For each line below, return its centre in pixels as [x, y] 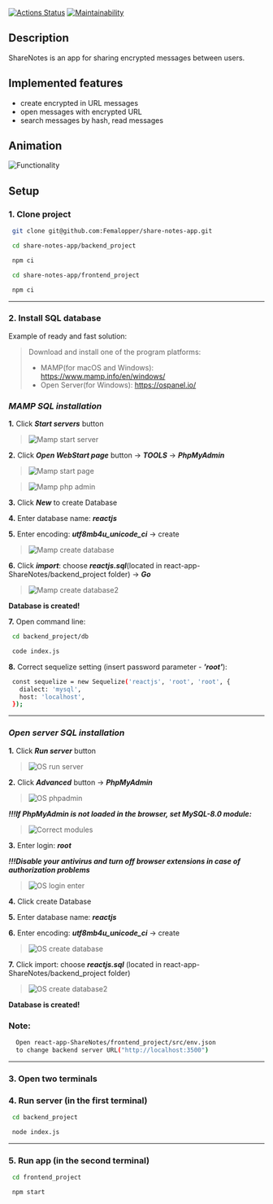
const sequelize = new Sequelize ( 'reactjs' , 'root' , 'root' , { [121, 681]
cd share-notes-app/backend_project [74, 246]
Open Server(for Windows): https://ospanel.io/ [118, 385]
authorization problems [50, 869]
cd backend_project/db [50, 637]
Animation [35, 146]
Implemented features [66, 83]
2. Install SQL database [55, 318]
